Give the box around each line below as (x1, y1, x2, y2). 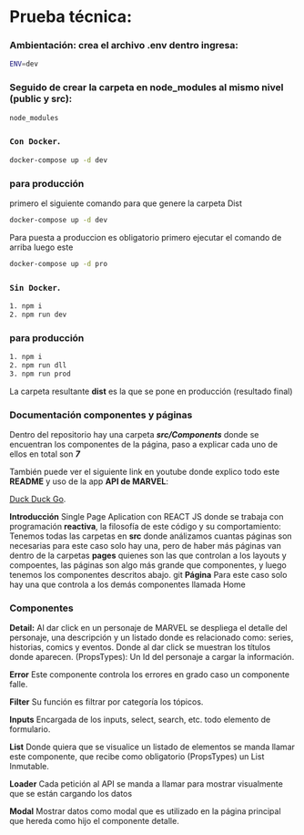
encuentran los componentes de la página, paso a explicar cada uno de (9, 439, 279, 450)
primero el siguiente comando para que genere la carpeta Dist (9, 198, 243, 209)
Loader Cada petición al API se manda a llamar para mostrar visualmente (9, 778, 284, 789)
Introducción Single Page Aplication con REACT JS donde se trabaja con (9, 511, 284, 522)
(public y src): (9, 93, 73, 106)
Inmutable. (9, 761, 50, 772)
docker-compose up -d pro (9, 259, 107, 268)
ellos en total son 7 (9, 448, 80, 459)
